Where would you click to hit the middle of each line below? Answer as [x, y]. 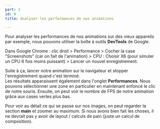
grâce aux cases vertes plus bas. [38, 97]
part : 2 [13, 9]
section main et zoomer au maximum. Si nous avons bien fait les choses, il [80, 111]
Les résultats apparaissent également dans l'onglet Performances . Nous [78, 81]
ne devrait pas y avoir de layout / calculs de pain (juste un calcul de [72, 116]
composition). [19, 121]
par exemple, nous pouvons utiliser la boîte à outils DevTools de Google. [77, 42]
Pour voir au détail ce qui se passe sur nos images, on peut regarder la [76, 106]
